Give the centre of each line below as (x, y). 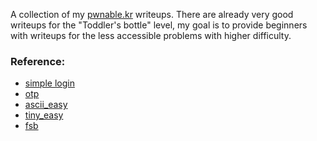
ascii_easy (46, 105)
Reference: (38, 61)
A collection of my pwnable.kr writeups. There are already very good (152, 14)
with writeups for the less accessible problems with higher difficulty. (151, 35)
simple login (49, 83)
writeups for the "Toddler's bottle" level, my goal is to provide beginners (159, 25)
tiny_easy (44, 115)
